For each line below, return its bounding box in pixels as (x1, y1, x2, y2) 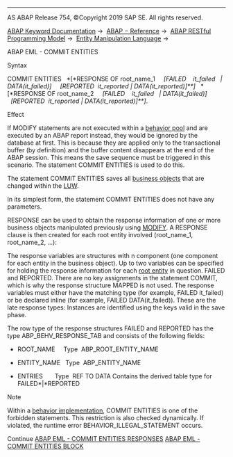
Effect (7, 111, 24, 118)
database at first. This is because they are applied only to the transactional (7, 138, 221, 147)
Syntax (7, 61, 28, 70)
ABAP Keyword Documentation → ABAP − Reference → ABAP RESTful (7, 27, 212, 35)
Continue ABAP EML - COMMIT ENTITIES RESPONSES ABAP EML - (7, 435, 200, 442)
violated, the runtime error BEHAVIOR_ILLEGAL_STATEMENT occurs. (7, 422, 203, 429)
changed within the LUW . (7, 182, 79, 190)
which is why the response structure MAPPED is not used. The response (7, 281, 214, 289)
